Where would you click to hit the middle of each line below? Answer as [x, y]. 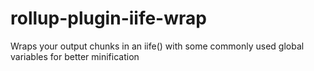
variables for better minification [75, 56]
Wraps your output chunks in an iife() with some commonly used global [157, 46]
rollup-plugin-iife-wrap [108, 18]
